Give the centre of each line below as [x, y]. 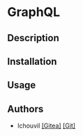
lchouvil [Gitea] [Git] [46, 126]
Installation [32, 61]
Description [33, 38]
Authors [25, 109]
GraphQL [34, 12]
